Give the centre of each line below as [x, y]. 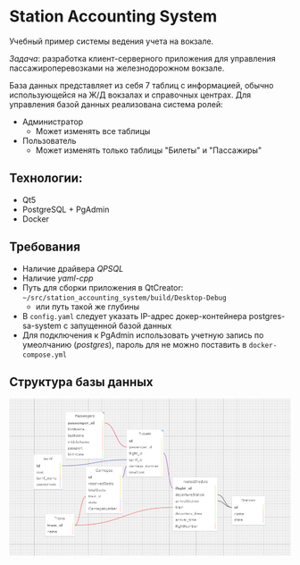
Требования [45, 247]
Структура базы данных [81, 382]
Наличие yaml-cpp [58, 278]
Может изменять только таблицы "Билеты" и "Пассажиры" [148, 150]
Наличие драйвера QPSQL [73, 268]
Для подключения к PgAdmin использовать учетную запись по [143, 335]
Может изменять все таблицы [93, 131]
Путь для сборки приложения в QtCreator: [103, 287]
